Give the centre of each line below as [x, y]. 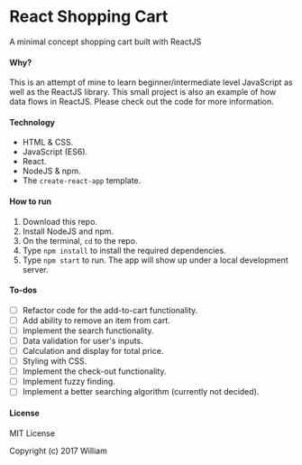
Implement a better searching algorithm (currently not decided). [141, 392]
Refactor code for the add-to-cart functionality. [110, 310]
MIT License [32, 433]
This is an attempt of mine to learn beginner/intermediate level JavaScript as [151, 82]
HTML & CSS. [48, 143]
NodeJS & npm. [51, 171]
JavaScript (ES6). [55, 152]
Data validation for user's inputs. [83, 340]
